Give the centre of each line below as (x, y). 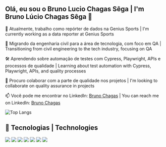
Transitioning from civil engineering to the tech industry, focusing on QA (79, 49)
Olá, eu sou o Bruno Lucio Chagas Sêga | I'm (75, 9)
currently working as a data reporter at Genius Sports (59, 34)
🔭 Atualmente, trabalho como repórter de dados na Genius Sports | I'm (77, 29)
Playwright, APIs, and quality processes (46, 71)
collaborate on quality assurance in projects (50, 86)
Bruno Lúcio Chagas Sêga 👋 (49, 17)
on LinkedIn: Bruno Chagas (33, 103)
